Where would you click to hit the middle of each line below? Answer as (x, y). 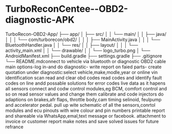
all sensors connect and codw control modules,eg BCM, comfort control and (86, 88)
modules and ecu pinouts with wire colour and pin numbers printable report (85, 110)
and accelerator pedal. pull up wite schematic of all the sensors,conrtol (80, 105)
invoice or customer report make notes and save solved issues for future (82, 121)
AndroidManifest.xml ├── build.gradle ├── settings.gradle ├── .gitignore (84, 56)
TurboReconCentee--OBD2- (67, 9)
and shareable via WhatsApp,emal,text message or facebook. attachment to (86, 116)
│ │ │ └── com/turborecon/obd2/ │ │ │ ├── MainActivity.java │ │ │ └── (83, 40)
